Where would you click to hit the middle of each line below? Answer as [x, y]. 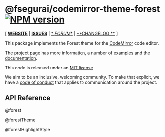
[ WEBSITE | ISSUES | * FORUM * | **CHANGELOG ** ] [62, 33]
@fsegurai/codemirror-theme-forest [82, 9]
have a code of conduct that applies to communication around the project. [81, 82]
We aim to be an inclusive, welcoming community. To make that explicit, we [82, 77]
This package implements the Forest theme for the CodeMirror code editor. [82, 43]
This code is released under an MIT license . [50, 68]
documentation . [21, 58]
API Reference [28, 98]
